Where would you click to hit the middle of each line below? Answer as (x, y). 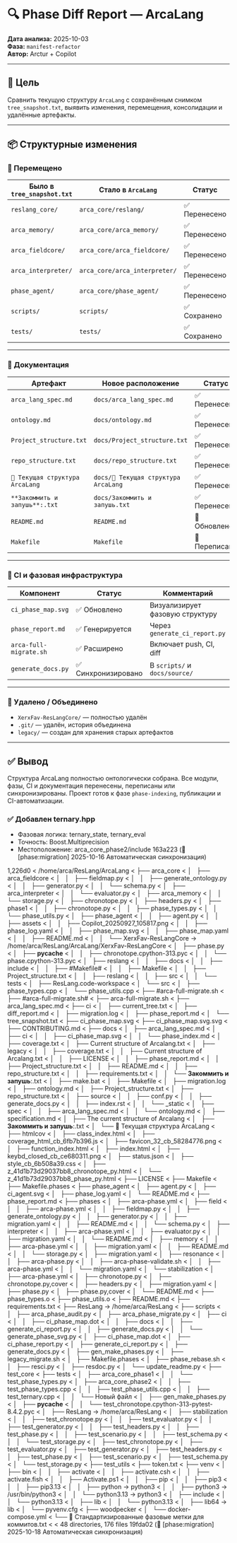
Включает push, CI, (182, 644)
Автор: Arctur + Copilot (42, 54)
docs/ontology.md (122, 420)
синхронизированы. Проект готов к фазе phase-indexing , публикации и (114, 793)
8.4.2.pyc (21, 1411)
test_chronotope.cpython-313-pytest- (158, 1404)
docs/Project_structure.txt (141, 440)
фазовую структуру (183, 615)
